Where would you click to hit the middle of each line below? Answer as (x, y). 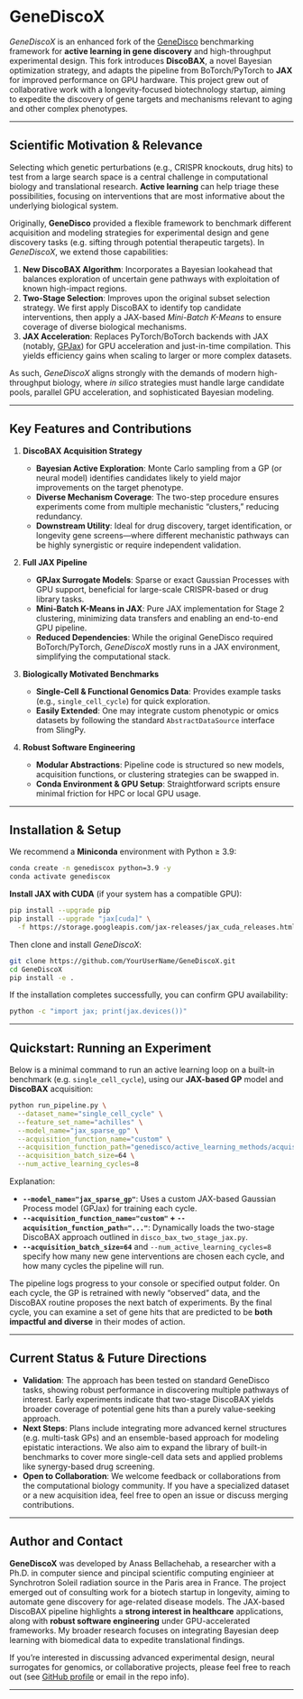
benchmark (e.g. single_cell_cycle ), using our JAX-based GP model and (147, 1079)
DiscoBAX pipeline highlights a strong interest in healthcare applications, (147, 1611)
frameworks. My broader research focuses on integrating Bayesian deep (144, 1630)
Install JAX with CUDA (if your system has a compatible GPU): (126, 894)
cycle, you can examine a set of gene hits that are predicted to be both (141, 1312)
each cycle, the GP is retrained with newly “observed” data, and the (135, 1293)
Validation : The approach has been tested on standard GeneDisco (146, 1380)
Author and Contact (66, 1542)
